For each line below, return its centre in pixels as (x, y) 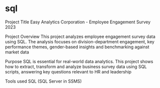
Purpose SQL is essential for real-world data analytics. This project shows (79, 61)
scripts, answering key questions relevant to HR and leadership (68, 71)
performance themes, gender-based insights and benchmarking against (77, 47)
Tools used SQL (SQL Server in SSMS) (43, 81)
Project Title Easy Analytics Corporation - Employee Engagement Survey (78, 22)
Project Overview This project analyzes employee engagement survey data (80, 36)
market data (17, 52)
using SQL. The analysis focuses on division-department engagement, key (80, 41)
